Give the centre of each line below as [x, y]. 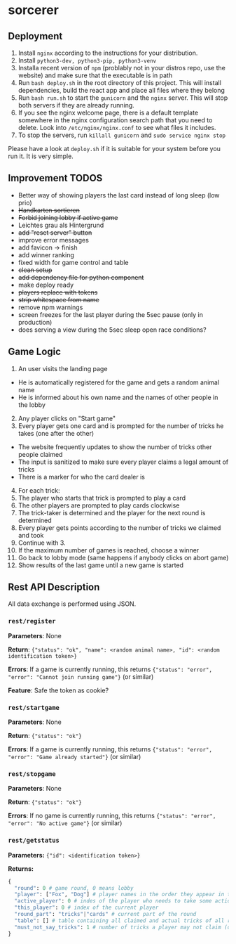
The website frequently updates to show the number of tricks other [115, 447]
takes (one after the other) [56, 433]
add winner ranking [46, 254]
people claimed [40, 454]
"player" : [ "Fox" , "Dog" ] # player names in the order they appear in [119, 895]
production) [35, 322]
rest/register [32, 621]
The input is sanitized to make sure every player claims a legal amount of [123, 462]
